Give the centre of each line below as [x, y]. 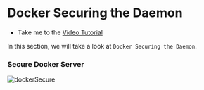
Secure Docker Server [46, 64]
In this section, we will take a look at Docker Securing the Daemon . [102, 46]
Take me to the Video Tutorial [60, 32]
